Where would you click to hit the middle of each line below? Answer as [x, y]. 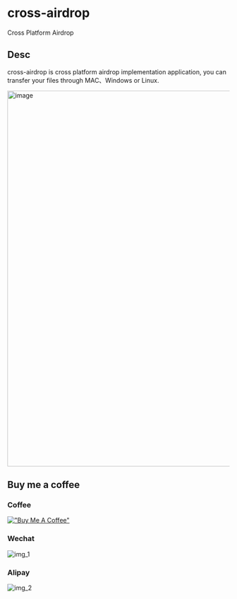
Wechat [21, 539]
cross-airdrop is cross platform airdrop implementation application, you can [117, 71]
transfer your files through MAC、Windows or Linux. [83, 80]
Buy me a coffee [44, 485]
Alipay [19, 572]
